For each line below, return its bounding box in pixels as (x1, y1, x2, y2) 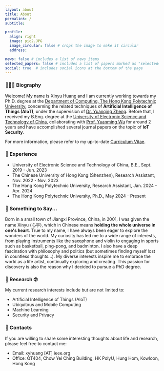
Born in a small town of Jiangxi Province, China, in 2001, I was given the (5, 216, 150, 222)
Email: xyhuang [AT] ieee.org (12, 350, 71, 356)
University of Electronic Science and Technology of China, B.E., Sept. (12, 162, 152, 167)
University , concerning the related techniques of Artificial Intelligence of (5, 103, 152, 109)
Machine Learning (12, 307, 49, 313)
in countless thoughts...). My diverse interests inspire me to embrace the (5, 253, 151, 259)
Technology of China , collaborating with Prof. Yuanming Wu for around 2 (5, 119, 151, 124)
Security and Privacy (12, 312, 55, 318)
